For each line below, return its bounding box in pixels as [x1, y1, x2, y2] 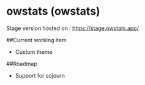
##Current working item [6, 36, 67, 43]
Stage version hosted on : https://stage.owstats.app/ [6, 24, 139, 32]
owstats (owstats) [6, 4, 100, 18]
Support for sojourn [15, 72, 65, 79]
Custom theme [15, 48, 53, 56]
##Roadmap [6, 60, 38, 67]
